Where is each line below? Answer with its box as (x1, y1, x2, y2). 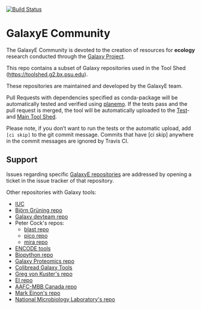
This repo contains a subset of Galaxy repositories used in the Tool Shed (6, 64, 186, 71)
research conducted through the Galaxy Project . (6, 53, 125, 60)
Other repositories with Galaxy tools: (6, 189, 97, 196)
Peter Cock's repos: (14, 219, 65, 226)
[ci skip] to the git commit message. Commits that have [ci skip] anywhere (6, 131, 194, 138)
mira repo (23, 238, 48, 246)
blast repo (23, 225, 49, 233)
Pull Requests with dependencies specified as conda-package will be (6, 93, 178, 101)
